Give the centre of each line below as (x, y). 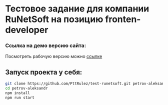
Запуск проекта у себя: (44, 72)
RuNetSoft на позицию (54, 19)
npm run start (20, 97)
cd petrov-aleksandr (27, 88)
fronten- (123, 19)
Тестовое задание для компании (77, 9)
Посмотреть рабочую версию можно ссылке (54, 56)
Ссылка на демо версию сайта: (46, 45)
